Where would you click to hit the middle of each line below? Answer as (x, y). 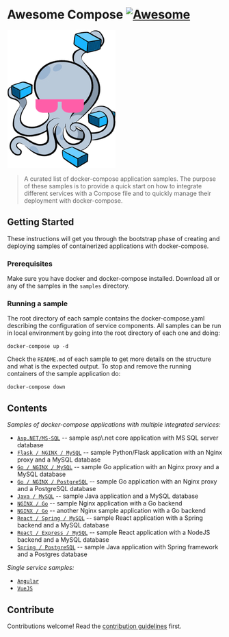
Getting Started (41, 222)
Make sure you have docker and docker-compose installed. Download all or (113, 279)
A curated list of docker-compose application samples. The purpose (120, 179)
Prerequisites (30, 264)
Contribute (31, 610)
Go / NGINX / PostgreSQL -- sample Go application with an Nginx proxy (117, 482)
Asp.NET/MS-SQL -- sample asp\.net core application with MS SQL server (118, 438)
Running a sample (38, 303)
